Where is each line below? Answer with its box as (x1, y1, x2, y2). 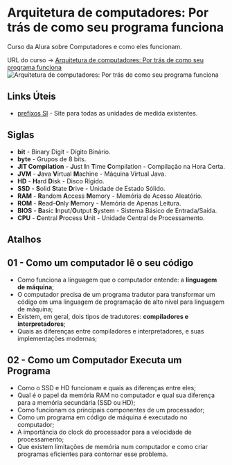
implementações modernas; (17, 334, 98, 343)
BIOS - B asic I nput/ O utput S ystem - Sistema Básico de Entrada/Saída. (17, 206, 217, 215)
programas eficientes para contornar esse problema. (17, 450, 168, 458)
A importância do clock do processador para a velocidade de (17, 428, 192, 436)
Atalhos (7, 233, 42, 245)
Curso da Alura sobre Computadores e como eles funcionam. (7, 42, 182, 51)
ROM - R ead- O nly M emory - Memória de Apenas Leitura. (17, 199, 181, 207)
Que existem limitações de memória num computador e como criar (17, 442, 208, 450)
